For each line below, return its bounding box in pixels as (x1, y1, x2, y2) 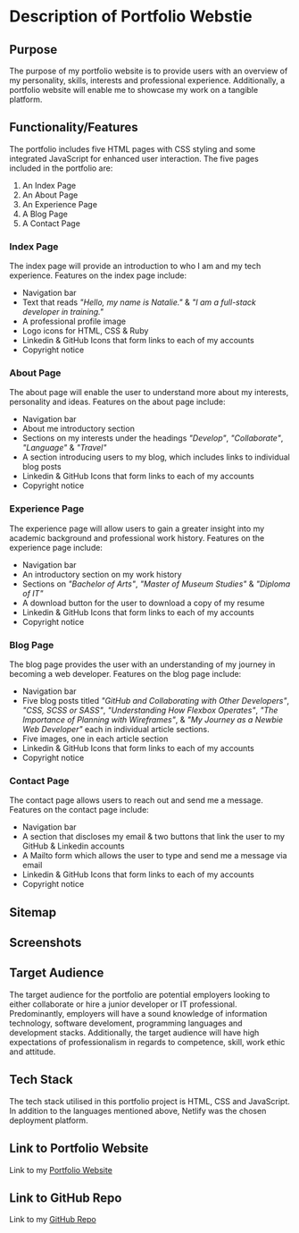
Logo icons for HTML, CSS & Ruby (21, 325, 149, 336)
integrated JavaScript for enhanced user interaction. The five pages (9, 153, 259, 164)
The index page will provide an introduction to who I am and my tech (9, 261, 262, 272)
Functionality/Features (9, 120, 138, 135)
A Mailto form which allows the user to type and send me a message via (21, 850, 287, 861)
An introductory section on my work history (21, 569, 182, 579)
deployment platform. (9, 1115, 88, 1126)
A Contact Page (21, 217, 80, 229)
